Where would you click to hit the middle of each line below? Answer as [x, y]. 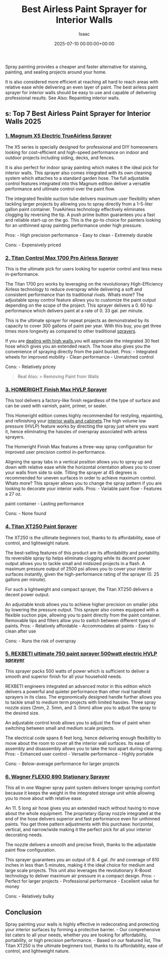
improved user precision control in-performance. [56, 452]
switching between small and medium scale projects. [60, 728]
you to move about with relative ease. [44, 798]
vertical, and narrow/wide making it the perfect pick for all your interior [78, 830]
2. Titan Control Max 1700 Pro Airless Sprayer [62, 258]
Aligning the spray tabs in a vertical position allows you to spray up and [79, 462]
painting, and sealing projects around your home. [56, 72]
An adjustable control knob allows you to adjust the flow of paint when [78, 723]
